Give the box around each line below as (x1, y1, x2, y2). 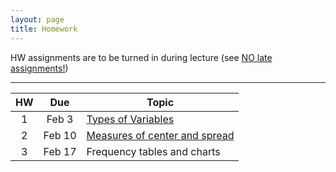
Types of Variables (86, 112, 175, 126)
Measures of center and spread (86, 128, 235, 142)
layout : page (10, 14, 65, 25)
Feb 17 (43, 144, 77, 158)
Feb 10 (43, 128, 77, 142)
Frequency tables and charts (86, 144, 221, 158)
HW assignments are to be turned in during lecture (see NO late (10, 51, 273, 63)
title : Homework (10, 24, 78, 34)
